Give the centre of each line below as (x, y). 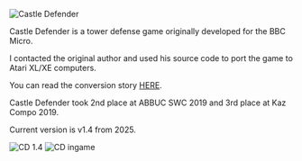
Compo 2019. (34, 112)
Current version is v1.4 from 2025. (73, 130)
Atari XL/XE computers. (53, 68)
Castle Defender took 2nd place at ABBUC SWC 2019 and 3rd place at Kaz (148, 103)
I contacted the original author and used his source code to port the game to (151, 58)
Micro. (21, 41)
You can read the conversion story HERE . (86, 85)
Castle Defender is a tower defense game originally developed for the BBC (147, 31)
